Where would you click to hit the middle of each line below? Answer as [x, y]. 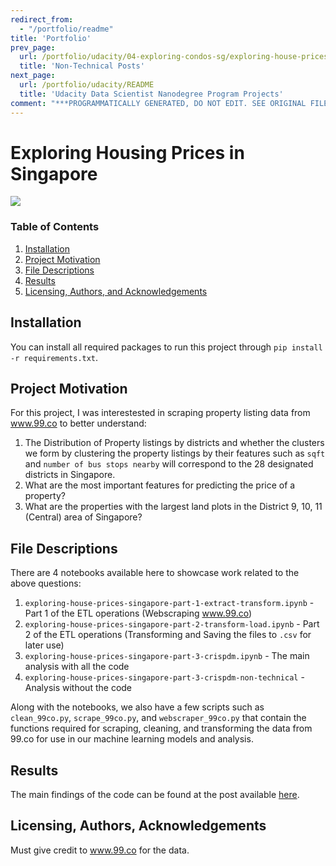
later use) [44, 645]
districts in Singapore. [70, 475]
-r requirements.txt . [54, 357]
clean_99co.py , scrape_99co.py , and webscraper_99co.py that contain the [158, 718]
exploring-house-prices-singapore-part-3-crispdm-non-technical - [164, 677]
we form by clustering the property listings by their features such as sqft [175, 453]
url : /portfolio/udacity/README [87, 85]
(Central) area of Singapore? [83, 517]
